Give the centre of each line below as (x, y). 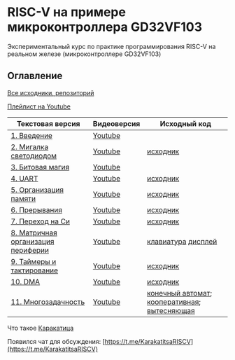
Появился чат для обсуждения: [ (56, 341)
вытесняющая (171, 310)
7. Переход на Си (40, 221)
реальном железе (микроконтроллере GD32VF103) (84, 54)
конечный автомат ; (179, 293)
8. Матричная (34, 233)
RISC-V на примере (66, 12)
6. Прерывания (37, 209)
